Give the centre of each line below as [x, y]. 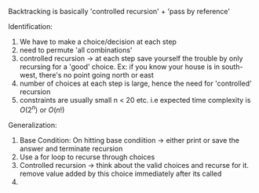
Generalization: [33, 125]
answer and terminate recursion [71, 148]
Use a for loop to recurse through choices [87, 157]
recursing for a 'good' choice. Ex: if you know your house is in [120, 67]
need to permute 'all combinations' [76, 50]
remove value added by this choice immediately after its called [120, 173]
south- [232, 67]
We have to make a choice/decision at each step [98, 42]
